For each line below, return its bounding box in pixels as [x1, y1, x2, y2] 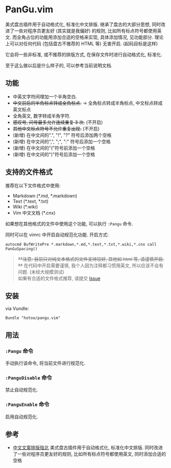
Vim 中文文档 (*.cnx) [12, 210, 56, 216]
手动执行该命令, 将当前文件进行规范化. [5, 360, 86, 366]
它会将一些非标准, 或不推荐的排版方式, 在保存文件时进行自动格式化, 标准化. [5, 51, 162, 58]
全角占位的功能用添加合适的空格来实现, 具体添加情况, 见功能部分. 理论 [16, 34, 164, 40]
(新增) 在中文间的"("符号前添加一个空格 [12, 145, 96, 151]
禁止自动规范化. [5, 387, 38, 393]
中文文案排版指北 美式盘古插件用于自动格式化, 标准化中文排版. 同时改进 [12, 444, 163, 451]
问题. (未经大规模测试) [17, 269, 65, 275]
